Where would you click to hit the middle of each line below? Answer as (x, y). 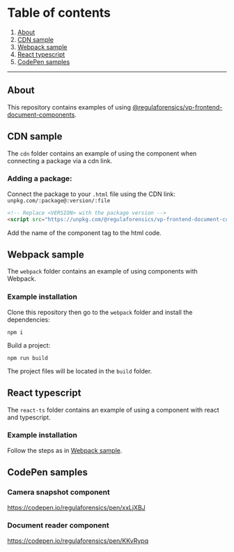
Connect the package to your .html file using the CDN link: (92, 194)
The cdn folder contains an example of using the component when (102, 153)
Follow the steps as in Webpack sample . (65, 450)
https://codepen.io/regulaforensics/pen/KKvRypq (78, 540)
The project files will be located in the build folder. (80, 371)
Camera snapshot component (58, 492)
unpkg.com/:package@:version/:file (59, 200)
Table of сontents (59, 13)
